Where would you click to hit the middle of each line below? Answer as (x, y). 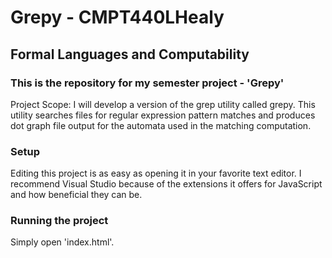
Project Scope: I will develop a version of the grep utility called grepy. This (163, 104)
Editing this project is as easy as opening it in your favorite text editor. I (156, 173)
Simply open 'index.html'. (62, 242)
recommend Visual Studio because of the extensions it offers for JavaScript (166, 184)
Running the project (59, 221)
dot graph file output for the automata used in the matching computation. (161, 125)
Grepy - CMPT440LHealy (117, 17)
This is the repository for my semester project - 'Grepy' (147, 83)
